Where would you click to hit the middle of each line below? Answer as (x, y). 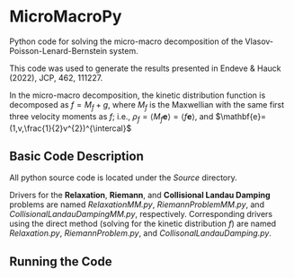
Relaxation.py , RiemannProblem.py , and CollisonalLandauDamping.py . (141, 233)
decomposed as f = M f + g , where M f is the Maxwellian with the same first (147, 105)
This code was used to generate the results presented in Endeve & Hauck (145, 68)
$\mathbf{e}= (241, 116)
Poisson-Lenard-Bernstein (58, 50)
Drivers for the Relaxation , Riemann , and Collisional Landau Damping (140, 195)
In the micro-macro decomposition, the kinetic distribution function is (138, 95)
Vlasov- (259, 41)
